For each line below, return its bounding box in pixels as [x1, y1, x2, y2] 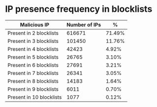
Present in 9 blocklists [7, 85, 59, 92]
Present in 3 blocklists [7, 37, 59, 44]
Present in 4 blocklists [7, 45, 59, 52]
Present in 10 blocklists [7, 94, 62, 101]
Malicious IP [20, 21, 50, 28]
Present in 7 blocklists [7, 70, 59, 76]
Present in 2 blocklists [7, 30, 59, 36]
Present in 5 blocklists [7, 53, 59, 60]
